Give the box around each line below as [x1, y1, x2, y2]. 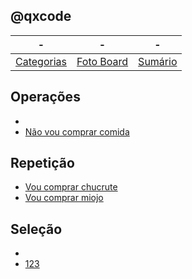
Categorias [15, 54, 67, 68]
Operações [10, 89, 81, 106]
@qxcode [10, 8, 72, 25]
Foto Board [76, 54, 129, 68]
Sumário [138, 54, 178, 68]
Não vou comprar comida [24, 125, 130, 138]
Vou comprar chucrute [24, 181, 118, 193]
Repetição [10, 155, 75, 172]
